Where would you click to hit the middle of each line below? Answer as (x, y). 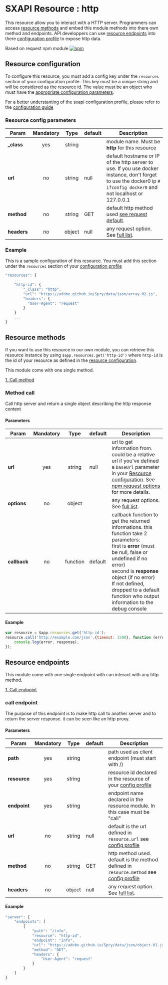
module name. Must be (133, 142)
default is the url (127, 827)
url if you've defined (135, 461)
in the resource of (129, 779)
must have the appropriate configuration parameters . (60, 92)
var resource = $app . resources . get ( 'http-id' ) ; (56, 633)
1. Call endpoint (21, 689)
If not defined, (128, 583)
